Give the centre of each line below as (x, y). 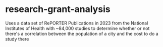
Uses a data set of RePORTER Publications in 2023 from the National (77, 23)
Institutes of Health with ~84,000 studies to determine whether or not (77, 28)
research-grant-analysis (58, 9)
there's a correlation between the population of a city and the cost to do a (82, 33)
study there (17, 39)
